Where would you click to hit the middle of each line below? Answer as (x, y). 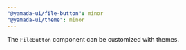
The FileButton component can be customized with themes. (93, 39)
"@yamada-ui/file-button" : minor (55, 13)
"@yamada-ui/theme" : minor (46, 20)
